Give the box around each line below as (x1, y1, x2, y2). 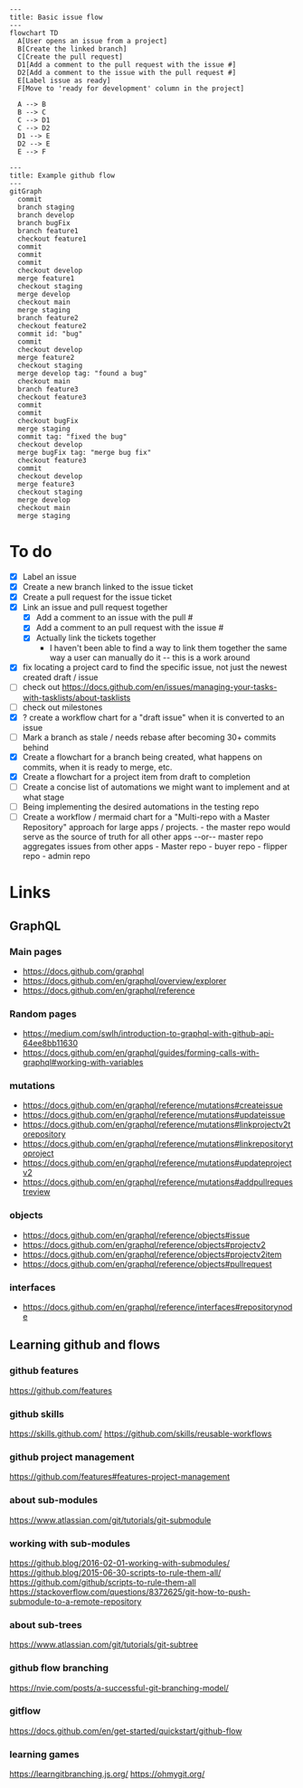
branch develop (17, 211, 75, 220)
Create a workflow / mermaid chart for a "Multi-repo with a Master (22, 811, 270, 822)
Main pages (9, 945, 62, 958)
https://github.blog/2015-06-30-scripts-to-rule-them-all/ (9, 1566, 222, 1578)
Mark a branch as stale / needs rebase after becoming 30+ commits (22, 732, 277, 743)
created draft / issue (22, 672, 99, 683)
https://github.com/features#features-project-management (9, 1471, 231, 1482)
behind (22, 742, 50, 752)
